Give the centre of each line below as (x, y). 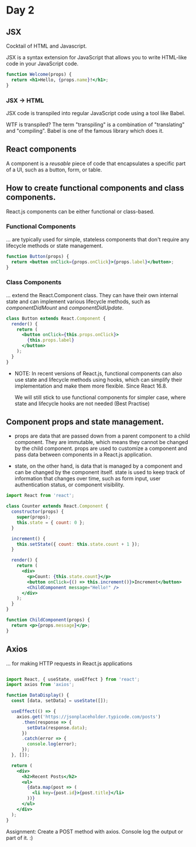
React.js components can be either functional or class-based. (80, 211)
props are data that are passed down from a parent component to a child (102, 436)
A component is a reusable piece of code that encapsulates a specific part (96, 163)
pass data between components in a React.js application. (83, 455)
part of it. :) (20, 838)
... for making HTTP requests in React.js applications (69, 663)
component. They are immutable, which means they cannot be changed (101, 442)
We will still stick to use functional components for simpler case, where (100, 397)
